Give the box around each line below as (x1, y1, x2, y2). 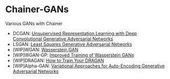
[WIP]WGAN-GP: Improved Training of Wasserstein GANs (12, 52, 134, 58)
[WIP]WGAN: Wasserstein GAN (12, 46, 78, 52)
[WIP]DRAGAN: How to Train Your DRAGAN (12, 57, 104, 63)
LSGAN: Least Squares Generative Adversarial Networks (12, 41, 132, 47)
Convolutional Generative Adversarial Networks (12, 36, 114, 42)
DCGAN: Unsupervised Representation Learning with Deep (12, 30, 137, 36)
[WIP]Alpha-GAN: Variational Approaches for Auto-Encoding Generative (12, 63, 165, 69)
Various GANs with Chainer (5, 20, 63, 27)
